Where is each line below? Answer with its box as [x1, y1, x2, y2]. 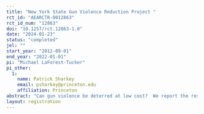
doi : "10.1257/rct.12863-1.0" [6, 25, 83, 32]
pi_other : [6, 65, 32, 71]
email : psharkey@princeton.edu [17, 82, 97, 88]
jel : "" [6, 43, 26, 49]
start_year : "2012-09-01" [6, 48, 72, 54]
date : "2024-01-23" [6, 31, 56, 37]
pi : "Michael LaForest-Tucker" [6, 59, 86, 65]
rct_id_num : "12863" [6, 20, 59, 26]
